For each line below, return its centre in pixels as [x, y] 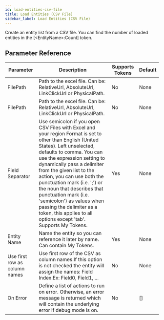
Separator [19, 176]
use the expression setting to [72, 158]
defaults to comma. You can [71, 152]
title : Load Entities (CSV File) [39, 14]
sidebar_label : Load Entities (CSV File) [48, 19]
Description [73, 70]
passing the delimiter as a [68, 207]
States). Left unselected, [67, 146]
